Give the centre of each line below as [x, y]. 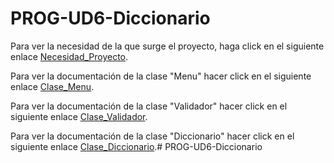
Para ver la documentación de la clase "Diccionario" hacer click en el [152, 136]
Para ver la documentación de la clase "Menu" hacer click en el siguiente [161, 76]
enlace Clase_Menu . [52, 86]
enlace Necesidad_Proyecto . [69, 56]
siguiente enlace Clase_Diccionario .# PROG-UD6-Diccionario [136, 146]
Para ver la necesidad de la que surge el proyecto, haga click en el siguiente [167, 46]
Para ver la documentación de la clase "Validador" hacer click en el [149, 106]
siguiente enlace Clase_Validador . [79, 116]
